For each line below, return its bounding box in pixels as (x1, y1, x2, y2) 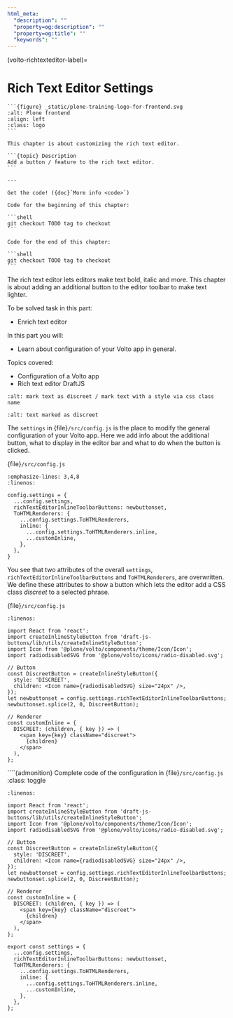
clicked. (7, 447, 30, 455)
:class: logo (7, 122, 45, 129)
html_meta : (7, 10, 39, 18)
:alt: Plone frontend (7, 110, 71, 117)
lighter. (7, 291, 27, 299)
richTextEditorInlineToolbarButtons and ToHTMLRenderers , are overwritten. (7, 573, 225, 581)
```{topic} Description (7, 152, 77, 160)
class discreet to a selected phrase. (7, 588, 110, 597)
